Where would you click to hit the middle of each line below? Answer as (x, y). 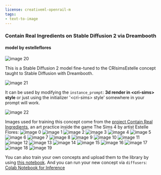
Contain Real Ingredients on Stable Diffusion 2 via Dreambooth (81, 36)
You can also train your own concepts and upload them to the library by (77, 157)
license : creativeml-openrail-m (38, 10)
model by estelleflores (28, 48)
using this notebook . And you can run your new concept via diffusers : (76, 162)
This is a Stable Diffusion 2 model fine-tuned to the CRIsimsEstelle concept (80, 68)
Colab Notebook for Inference (35, 168)
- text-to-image (21, 19)
